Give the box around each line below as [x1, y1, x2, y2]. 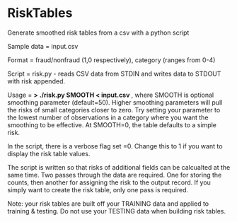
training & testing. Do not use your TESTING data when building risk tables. [7, 206, 226, 215]
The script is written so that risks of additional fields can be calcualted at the [7, 163, 231, 171]
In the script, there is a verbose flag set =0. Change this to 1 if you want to [7, 141, 223, 150]
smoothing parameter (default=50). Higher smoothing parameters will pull [7, 98, 223, 107]
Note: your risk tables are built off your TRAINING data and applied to [7, 199, 209, 208]
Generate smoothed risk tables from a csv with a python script [7, 28, 190, 37]
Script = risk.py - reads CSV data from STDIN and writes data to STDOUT [7, 69, 221, 78]
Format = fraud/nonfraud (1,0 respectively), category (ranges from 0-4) [7, 55, 216, 64]
